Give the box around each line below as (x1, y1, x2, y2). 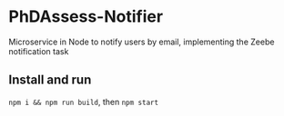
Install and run (8, 72, 92, 88)
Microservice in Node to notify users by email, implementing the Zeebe (8, 36, 275, 47)
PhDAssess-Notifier (8, 6, 164, 27)
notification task (8, 45, 69, 56)
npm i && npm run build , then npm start (8, 96, 159, 107)
